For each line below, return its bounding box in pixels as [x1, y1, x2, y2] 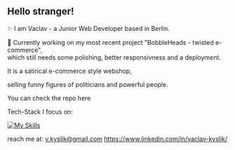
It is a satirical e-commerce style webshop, [7, 67, 132, 75]
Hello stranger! [7, 6, 74, 18]
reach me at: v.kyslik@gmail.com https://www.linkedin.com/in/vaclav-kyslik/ [7, 135, 228, 143]
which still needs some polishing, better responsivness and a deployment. [7, 53, 221, 62]
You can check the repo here [7, 94, 91, 102]
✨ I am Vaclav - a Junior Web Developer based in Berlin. [7, 24, 170, 32]
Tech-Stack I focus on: [7, 107, 74, 116]
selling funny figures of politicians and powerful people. [7, 80, 168, 88]
